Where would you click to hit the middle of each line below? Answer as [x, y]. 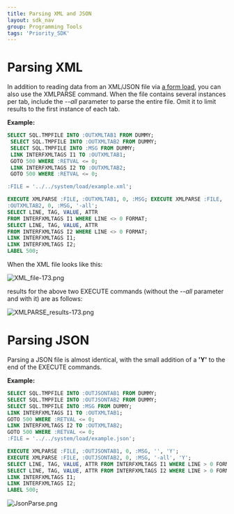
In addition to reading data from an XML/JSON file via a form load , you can [114, 87]
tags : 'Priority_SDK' [39, 33]
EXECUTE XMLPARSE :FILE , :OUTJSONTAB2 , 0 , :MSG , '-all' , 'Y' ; [99, 458]
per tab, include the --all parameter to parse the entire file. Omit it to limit [112, 102]
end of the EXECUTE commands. [55, 367]
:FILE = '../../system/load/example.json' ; [71, 439]
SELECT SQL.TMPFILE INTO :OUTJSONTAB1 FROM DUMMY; [82, 394]
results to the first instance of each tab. [64, 109]
